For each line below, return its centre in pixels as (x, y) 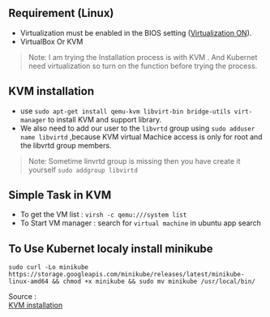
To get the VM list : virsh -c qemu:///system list (103, 215)
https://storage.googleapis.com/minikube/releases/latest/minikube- (126, 275)
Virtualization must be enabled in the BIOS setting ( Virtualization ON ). (136, 32)
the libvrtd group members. (66, 145)
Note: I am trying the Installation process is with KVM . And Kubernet (143, 57)
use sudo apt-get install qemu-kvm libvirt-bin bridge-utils (125, 111)
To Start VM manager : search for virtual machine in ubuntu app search (141, 223)
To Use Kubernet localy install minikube (111, 248)
